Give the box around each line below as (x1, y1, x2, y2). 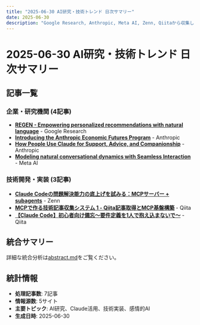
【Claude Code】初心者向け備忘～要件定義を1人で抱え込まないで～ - (14, 211, 185, 219)
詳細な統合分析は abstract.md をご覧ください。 (6, 254, 119, 261)
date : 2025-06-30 (6, 14, 50, 20)
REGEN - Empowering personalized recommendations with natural (14, 121, 183, 128)
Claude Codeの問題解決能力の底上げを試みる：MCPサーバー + (14, 190, 170, 197)
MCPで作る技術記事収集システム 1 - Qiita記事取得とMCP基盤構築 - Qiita (14, 204, 191, 211)
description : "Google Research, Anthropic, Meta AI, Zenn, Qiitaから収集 (6, 20, 190, 26)
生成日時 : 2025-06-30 (14, 312, 70, 320)
